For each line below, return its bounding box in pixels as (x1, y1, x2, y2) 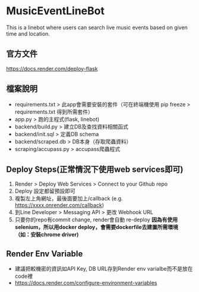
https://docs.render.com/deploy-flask (6, 65, 98, 72)
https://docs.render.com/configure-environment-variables (14, 280, 157, 287)
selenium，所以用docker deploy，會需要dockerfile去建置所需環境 (14, 224, 178, 231)
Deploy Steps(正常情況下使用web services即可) (6, 164, 184, 174)
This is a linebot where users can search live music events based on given (6, 24, 188, 31)
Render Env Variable (6, 249, 83, 259)
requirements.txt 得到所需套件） (14, 108, 94, 115)
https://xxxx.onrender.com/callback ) (14, 202, 105, 209)
